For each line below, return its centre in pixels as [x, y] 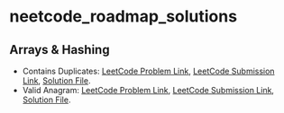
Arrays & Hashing [60, 50]
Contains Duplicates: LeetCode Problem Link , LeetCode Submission [148, 71]
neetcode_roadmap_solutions [123, 17]
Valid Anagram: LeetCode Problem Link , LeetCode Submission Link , [148, 90]
